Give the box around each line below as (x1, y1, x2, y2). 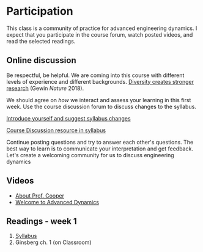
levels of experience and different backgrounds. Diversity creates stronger (6, 78, 194, 85)
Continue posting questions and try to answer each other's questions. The (6, 138, 194, 146)
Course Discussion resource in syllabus (6, 127, 106, 134)
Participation (6, 4, 73, 18)
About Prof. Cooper (15, 191, 64, 199)
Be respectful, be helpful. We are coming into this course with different (6, 72, 185, 79)
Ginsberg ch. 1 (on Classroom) (15, 239, 92, 246)
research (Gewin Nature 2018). (6, 84, 84, 92)
